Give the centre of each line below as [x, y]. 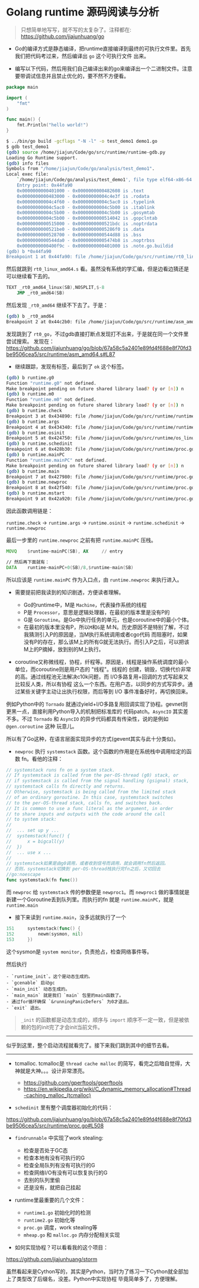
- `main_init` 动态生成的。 [38, 989]
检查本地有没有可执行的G [54, 1158]
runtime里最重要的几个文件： [50, 1200]
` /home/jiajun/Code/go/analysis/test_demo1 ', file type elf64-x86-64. [106, 180]
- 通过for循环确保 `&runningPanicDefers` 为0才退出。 [69, 1001]
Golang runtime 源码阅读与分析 [83, 12]
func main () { [24, 120]
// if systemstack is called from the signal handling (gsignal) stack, [98, 781]
